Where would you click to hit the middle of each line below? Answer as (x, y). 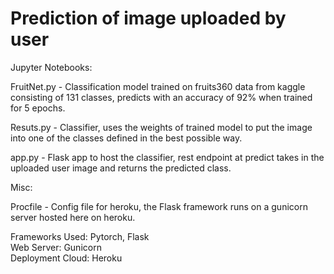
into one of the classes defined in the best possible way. (126, 138)
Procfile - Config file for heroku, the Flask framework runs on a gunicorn (159, 206)
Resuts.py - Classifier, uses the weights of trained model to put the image (161, 127)
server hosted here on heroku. (73, 217)
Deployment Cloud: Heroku (66, 258)
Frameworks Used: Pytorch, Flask (80, 236)
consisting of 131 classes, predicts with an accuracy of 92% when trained (161, 97)
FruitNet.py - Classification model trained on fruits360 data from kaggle (158, 86)
